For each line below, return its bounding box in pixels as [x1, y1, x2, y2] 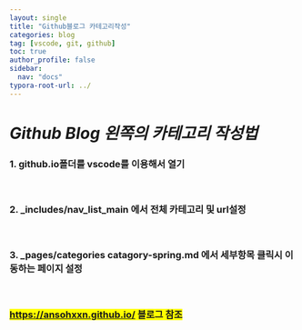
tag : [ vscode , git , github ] [9, 38, 116, 48]
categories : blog [9, 30, 75, 39]
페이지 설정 [37, 263, 84, 275]
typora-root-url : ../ [9, 81, 92, 90]
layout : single [9, 13, 67, 23]
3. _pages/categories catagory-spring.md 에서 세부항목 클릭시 [9, 249, 284, 262]
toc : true [9, 47, 47, 56]
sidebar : [9, 65, 43, 74]
